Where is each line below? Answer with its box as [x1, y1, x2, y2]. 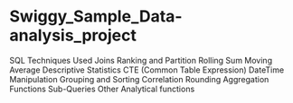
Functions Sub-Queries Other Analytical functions [9, 83, 195, 94]
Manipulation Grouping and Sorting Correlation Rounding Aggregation [9, 73, 269, 84]
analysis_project [9, 25, 137, 46]
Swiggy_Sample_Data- [9, 6, 183, 27]
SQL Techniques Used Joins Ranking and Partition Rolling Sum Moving [9, 55, 273, 65]
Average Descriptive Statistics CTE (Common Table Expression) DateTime [9, 64, 285, 75]
